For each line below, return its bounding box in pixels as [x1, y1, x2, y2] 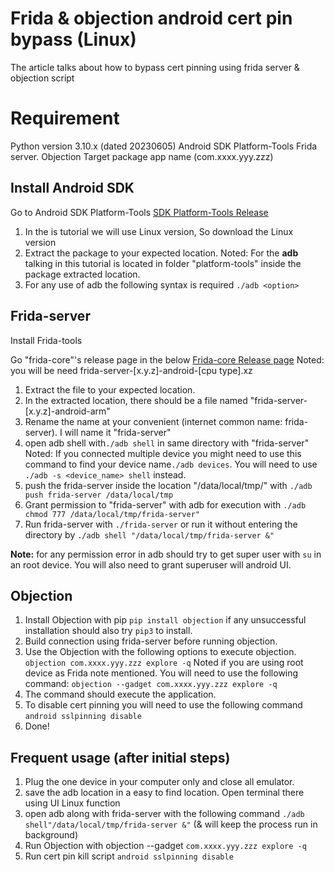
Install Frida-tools [10, 334, 83, 346]
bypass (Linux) [10, 28, 137, 51]
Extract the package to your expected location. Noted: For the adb [24, 247, 299, 259]
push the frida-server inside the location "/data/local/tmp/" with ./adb [24, 479, 313, 491]
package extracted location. [24, 268, 141, 280]
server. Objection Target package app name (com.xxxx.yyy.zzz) [10, 150, 274, 162]
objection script [10, 72, 75, 84]
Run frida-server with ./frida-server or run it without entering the [24, 518, 298, 530]
